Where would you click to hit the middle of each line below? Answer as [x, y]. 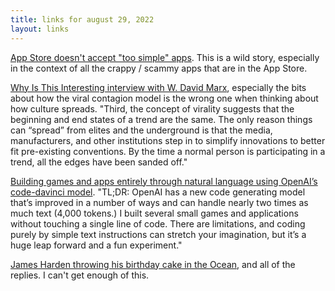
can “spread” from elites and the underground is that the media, [141, 130]
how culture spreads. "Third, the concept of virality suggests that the [152, 108]
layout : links [40, 29]
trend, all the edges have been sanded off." [99, 162]
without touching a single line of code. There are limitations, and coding [158, 223]
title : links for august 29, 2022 [82, 19]
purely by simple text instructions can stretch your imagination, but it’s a [158, 234]
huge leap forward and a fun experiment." [96, 245]
